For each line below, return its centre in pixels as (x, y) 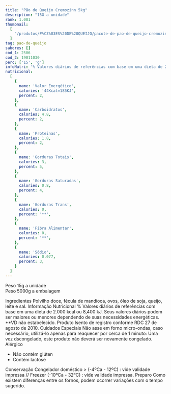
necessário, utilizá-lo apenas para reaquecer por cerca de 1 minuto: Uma (82, 333)
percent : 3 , (31, 262)
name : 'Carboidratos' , (43, 110)
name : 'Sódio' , (35, 252)
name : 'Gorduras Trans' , (45, 205)
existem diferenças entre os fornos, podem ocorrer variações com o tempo (84, 380)
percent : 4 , (31, 190)
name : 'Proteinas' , (39, 133)
